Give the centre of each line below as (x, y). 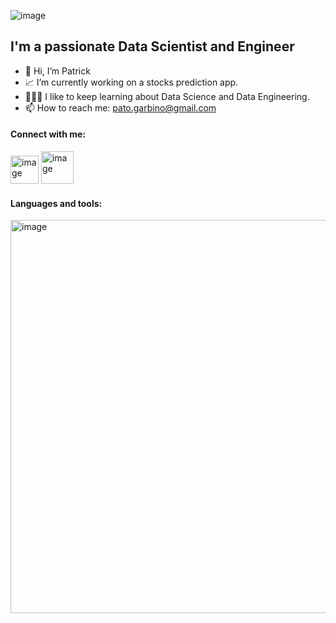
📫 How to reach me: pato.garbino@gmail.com (120, 107)
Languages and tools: (56, 203)
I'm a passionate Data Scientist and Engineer (152, 46)
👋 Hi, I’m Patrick (57, 71)
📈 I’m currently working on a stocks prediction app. (131, 82)
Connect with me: (48, 134)
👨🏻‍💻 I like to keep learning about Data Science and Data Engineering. (167, 96)
